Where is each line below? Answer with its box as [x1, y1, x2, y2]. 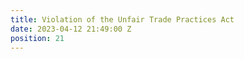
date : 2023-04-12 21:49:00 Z [10, 24, 132, 34]
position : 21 [10, 33, 65, 43]
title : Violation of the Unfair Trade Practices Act [10, 14, 235, 25]
